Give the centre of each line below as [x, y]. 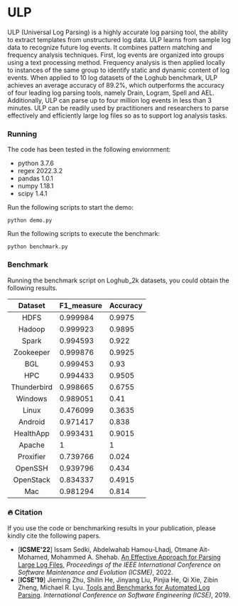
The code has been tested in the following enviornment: [89, 150]
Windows [32, 399]
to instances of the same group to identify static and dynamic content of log [118, 70]
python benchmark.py [38, 247]
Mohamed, [33, 557]
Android [32, 421]
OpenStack [32, 480]
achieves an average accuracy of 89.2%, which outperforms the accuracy [116, 85]
